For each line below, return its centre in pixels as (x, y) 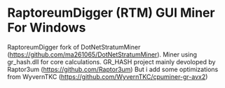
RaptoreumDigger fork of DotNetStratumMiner (74, 47)
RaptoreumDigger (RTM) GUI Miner (111, 13)
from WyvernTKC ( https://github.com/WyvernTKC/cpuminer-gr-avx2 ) (108, 76)
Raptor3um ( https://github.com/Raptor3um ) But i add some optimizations (113, 69)
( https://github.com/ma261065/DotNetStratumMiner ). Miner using (102, 54)
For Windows (47, 28)
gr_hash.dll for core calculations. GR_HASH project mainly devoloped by (111, 61)
